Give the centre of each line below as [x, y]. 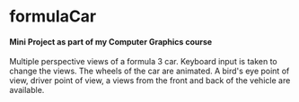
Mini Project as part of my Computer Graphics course [111, 41]
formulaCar [53, 17]
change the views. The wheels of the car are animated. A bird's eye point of [149, 71]
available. [27, 90]
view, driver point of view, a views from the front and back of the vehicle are [150, 81]
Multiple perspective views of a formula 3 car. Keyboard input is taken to [143, 62]
